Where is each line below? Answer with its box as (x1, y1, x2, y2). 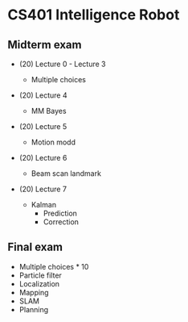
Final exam (7, 240, 63, 254)
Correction (43, 217, 80, 227)
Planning (18, 304, 49, 314)
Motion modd (31, 137, 76, 147)
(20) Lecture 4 (18, 90, 67, 100)
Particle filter (18, 270, 62, 280)
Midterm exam (7, 38, 82, 52)
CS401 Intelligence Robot (7, 6, 180, 24)
